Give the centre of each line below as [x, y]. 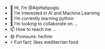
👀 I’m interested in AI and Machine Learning [55, 13]
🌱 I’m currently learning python [42, 18]
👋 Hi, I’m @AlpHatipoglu [34, 8]
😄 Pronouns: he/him [31, 36]
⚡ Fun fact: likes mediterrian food [44, 42]
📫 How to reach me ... [33, 29]
